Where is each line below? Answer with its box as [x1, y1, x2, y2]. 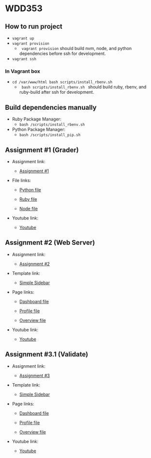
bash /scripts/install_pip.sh [19, 133, 81, 137]
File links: [12, 177, 32, 183]
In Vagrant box [5, 68, 40, 74]
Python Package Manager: [12, 127, 66, 133]
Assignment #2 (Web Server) [5, 238, 95, 247]
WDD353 [5, 3, 43, 14]
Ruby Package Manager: [12, 116, 62, 122]
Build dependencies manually [5, 103, 97, 112]
